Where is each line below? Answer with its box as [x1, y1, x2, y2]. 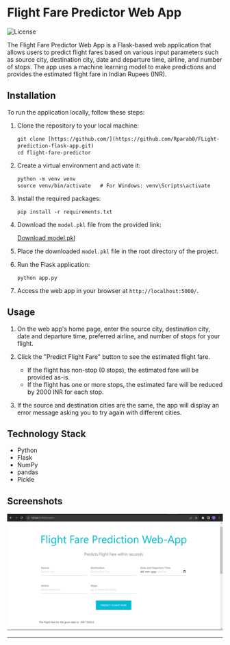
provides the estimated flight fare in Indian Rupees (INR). [7, 70, 167, 78]
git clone [16, 135, 46, 142]
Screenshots [7, 495, 63, 507]
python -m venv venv [16, 175, 76, 183]
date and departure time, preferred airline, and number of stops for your [16, 331, 220, 340]
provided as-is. [27, 373, 71, 382]
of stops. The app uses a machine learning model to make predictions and [7, 62, 217, 71]
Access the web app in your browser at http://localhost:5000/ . [16, 286, 199, 294]
